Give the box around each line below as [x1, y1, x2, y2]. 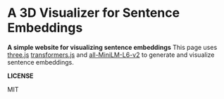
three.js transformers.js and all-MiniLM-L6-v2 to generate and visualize [7, 51, 215, 59]
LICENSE [7, 72, 34, 80]
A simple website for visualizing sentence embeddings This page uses [7, 43, 218, 51]
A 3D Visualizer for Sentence [7, 5, 180, 21]
